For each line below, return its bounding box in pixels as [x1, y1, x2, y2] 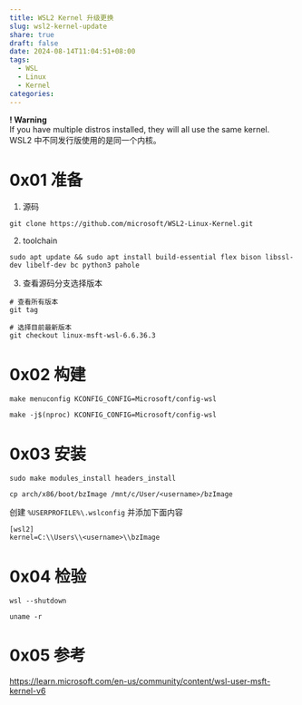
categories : [9, 89, 54, 98]
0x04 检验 [9, 566, 87, 586]
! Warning [9, 114, 47, 125]
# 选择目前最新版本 [9, 323, 73, 332]
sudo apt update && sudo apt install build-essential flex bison [9, 253, 261, 262]
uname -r [9, 612, 43, 622]
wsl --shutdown [9, 596, 67, 606]
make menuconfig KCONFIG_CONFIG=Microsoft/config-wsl [9, 395, 218, 404]
